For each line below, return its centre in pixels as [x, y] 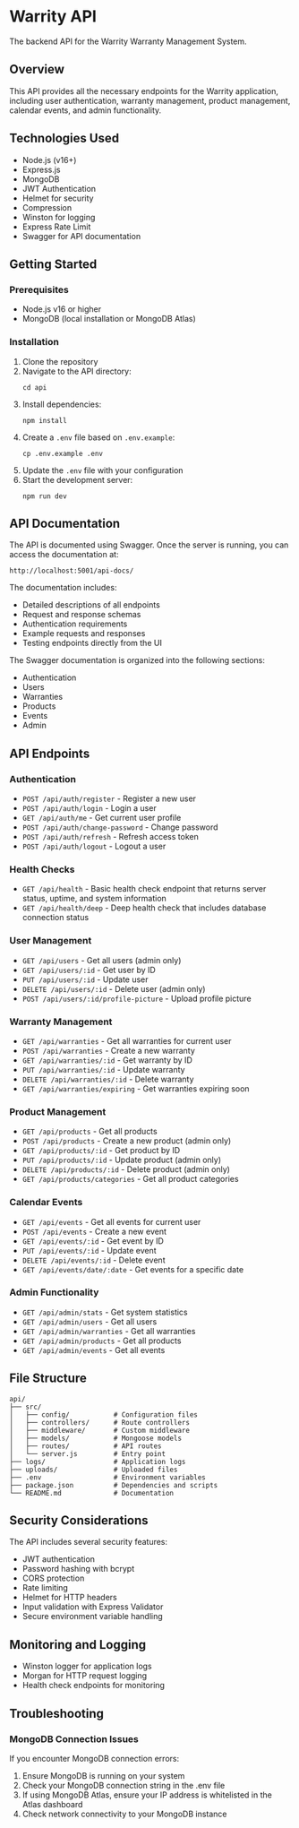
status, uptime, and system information [94, 899]
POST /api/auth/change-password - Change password [120, 827]
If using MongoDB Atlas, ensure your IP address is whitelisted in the [147, 1795]
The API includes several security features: [89, 1542]
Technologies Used [64, 138]
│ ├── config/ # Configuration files [104, 1414]
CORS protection [53, 1578]
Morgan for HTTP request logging [85, 1676]
